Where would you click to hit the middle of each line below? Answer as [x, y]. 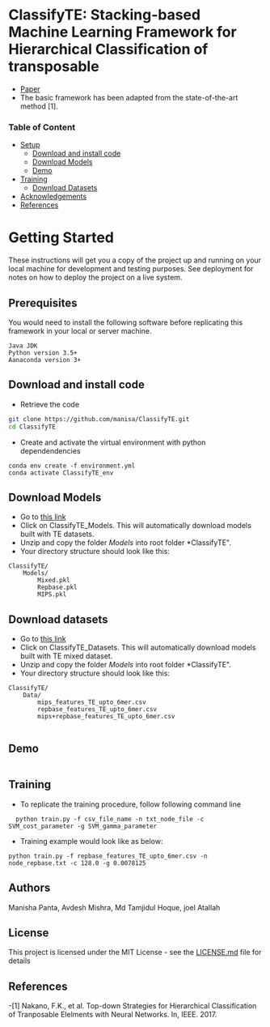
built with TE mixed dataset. [66, 656]
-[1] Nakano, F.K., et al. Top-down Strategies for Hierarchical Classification [133, 1006]
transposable [54, 67]
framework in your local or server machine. [80, 330]
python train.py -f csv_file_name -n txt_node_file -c [110, 819]
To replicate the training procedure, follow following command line [130, 804]
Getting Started [61, 238]
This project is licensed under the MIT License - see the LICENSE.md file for [135, 952]
